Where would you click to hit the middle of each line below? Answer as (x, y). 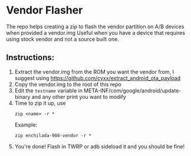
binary (22, 97)
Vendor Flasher (45, 10)
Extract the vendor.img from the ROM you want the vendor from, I (94, 72)
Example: (26, 125)
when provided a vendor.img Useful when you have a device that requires (96, 32)
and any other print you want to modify (79, 97)
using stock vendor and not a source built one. (62, 39)
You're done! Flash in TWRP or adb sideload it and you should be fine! (100, 146)
